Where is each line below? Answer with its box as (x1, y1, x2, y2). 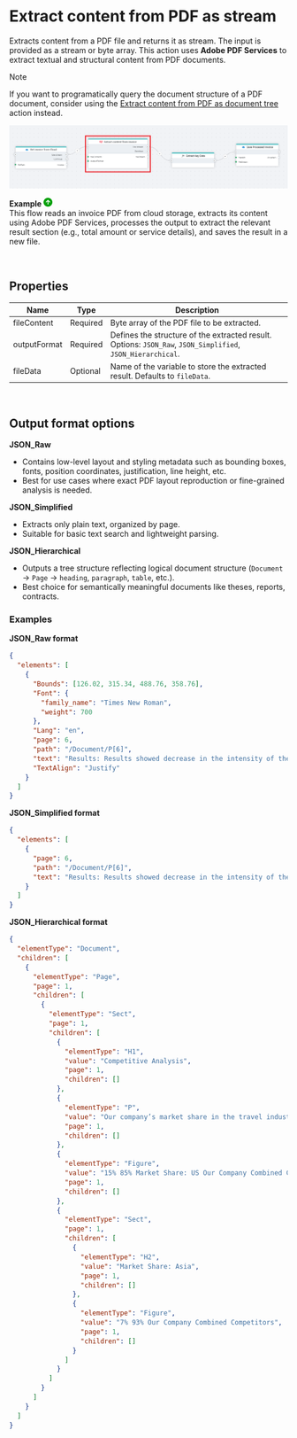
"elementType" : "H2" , (80, 1252, 161, 1262)
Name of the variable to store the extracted (110, 361, 267, 371)
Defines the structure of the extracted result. (110, 330, 272, 340)
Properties (9, 279, 69, 294)
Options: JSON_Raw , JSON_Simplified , (110, 339, 240, 350)
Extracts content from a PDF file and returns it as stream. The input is (9, 35, 262, 46)
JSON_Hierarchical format (9, 917, 108, 928)
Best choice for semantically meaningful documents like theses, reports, (21, 582, 286, 592)
